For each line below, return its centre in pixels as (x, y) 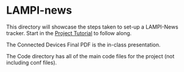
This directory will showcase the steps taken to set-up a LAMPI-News (92, 27)
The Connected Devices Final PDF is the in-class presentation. (83, 45)
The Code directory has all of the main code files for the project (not (91, 56)
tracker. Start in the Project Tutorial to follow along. (69, 33)
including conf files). (31, 62)
